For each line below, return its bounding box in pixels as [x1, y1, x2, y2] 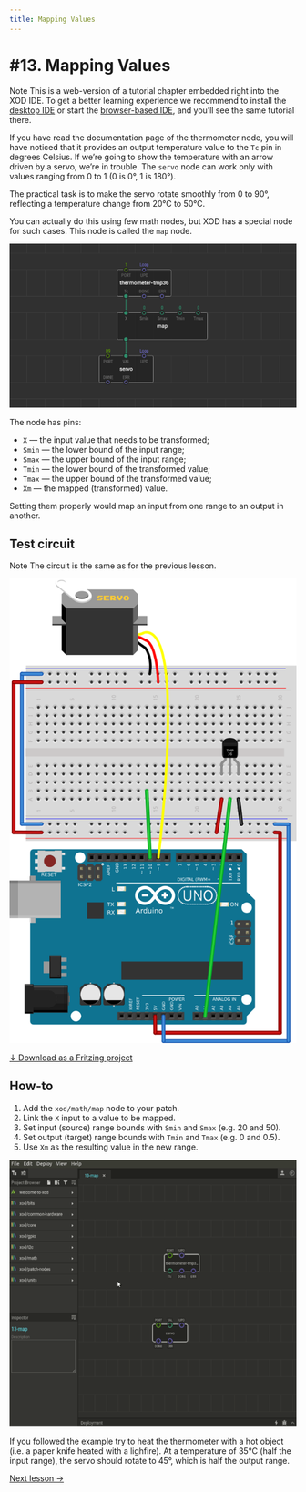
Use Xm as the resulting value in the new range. [22, 1141, 199, 1152]
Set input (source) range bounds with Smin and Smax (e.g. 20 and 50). [22, 1121, 281, 1133]
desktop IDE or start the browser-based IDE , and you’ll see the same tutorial [9, 105, 295, 116]
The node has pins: [9, 416, 82, 427]
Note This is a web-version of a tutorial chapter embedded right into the [9, 85, 280, 96]
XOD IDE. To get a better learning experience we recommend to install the [9, 95, 287, 106]
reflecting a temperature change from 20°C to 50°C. [9, 198, 206, 209]
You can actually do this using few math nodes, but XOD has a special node [9, 215, 293, 227]
